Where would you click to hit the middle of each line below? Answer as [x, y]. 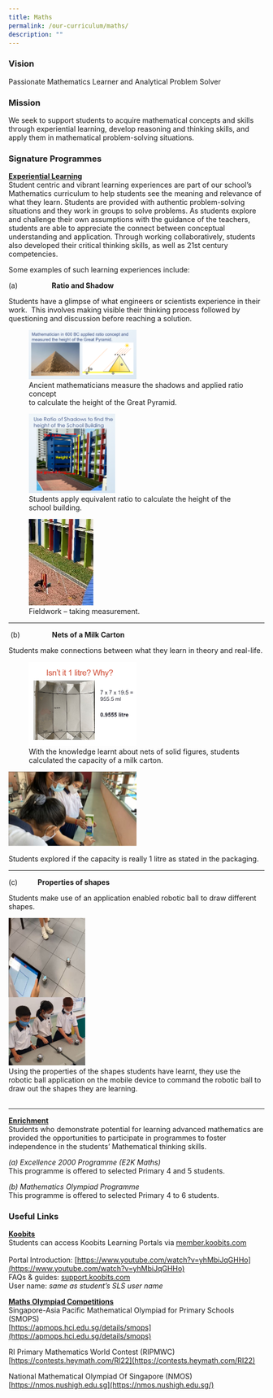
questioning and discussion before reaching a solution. [100, 319]
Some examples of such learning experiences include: [99, 270]
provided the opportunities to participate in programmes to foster [117, 1138]
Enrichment [28, 1120]
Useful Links [34, 1216]
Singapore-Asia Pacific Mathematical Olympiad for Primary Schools [121, 1310]
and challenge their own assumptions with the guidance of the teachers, [129, 220]
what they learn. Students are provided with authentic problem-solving [127, 203]
